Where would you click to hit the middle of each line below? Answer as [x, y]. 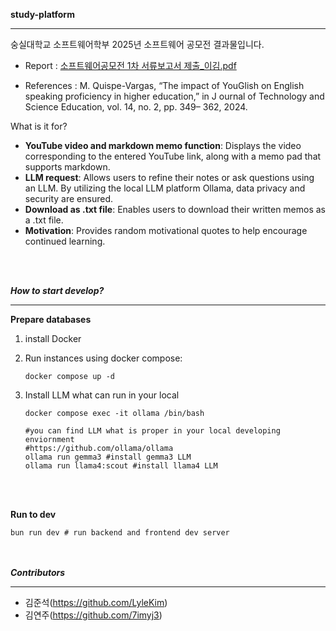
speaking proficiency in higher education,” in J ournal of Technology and [174, 96]
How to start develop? [57, 290]
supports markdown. [67, 167]
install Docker [53, 338]
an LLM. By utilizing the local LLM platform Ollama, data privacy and [165, 188]
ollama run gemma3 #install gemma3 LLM [108, 457]
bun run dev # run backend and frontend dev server [120, 533]
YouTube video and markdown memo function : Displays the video [163, 145]
